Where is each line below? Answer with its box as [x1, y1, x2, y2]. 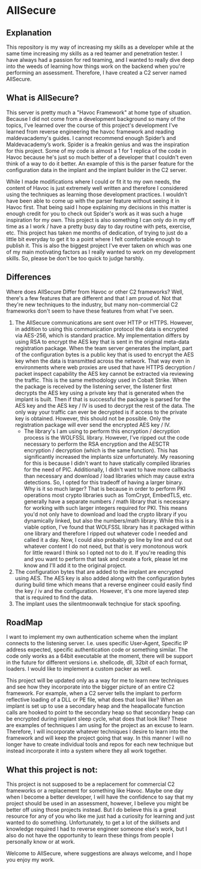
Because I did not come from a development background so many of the [6, 115, 185, 122]
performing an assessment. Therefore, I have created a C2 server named [6, 69, 187, 76]
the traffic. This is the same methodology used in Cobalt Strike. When [14, 376, 187, 384]
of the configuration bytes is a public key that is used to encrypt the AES [14, 351, 194, 358]
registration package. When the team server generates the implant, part [14, 344, 193, 352]
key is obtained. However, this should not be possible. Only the [14, 414, 171, 422]
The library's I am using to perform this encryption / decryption [23, 428, 180, 435]
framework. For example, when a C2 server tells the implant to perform [6, 690, 182, 697]
